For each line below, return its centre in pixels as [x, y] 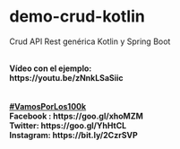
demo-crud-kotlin [77, 17]
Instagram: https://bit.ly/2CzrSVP [74, 135]
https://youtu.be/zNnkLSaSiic [66, 77]
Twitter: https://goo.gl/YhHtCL [68, 125]
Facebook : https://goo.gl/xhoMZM [76, 116]
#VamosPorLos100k [48, 106]
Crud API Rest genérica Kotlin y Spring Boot [90, 41]
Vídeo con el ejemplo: [51, 68]
